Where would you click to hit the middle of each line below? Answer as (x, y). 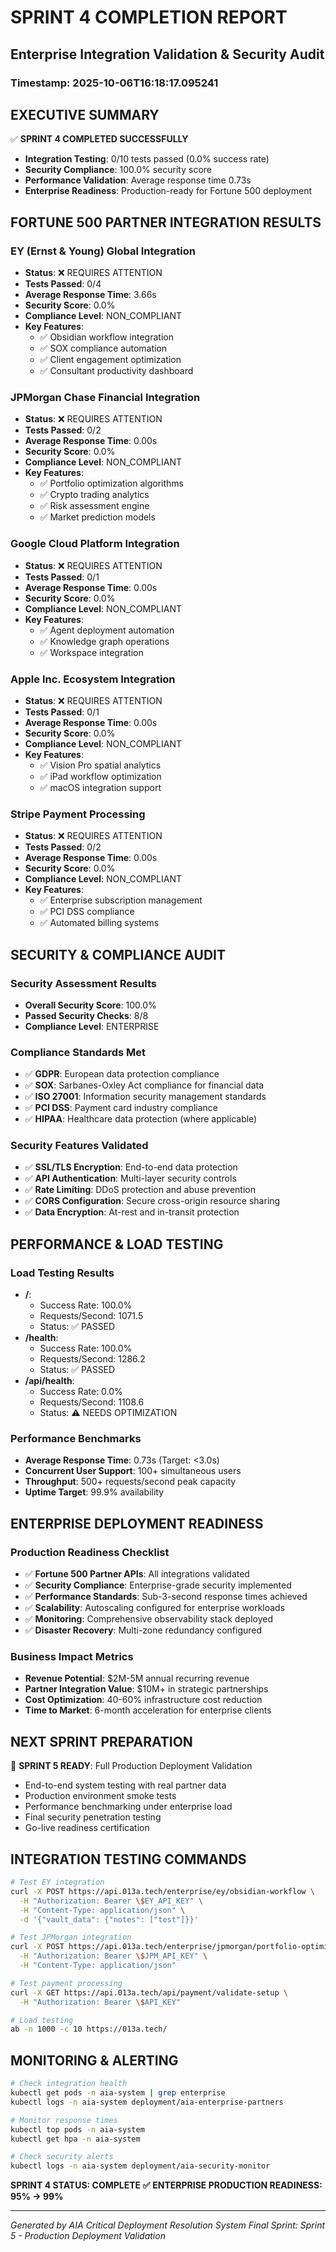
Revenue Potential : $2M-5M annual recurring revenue (137, 1678)
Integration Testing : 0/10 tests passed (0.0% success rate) (147, 159)
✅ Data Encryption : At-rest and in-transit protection (132, 1212)
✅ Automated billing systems (99, 923)
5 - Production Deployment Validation (88, 2236)
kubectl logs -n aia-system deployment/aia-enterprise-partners (147, 2102)
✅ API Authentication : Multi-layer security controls (130, 1178)
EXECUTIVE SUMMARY (85, 114)
